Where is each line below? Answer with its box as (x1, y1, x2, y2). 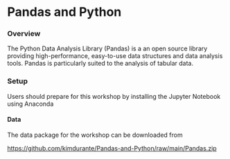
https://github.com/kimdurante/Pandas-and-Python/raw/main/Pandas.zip (7, 144, 217, 152)
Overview (7, 29, 41, 39)
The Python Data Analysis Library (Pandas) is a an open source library (7, 44, 208, 53)
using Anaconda (7, 100, 54, 108)
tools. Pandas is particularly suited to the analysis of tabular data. (7, 59, 194, 68)
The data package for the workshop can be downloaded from (7, 131, 183, 139)
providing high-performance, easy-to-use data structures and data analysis (7, 52, 223, 60)
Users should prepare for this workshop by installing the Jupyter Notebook (7, 92, 221, 100)
